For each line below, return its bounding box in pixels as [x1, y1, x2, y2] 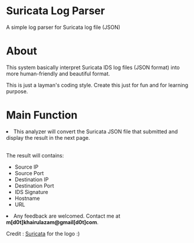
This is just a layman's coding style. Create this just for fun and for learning [6, 81, 189, 88]
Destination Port [14, 182, 54, 189]
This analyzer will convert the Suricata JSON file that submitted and [14, 128, 178, 135]
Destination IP [14, 176, 49, 183]
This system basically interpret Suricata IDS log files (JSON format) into [6, 64, 180, 71]
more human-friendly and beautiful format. [6, 70, 110, 77]
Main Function [6, 109, 78, 122]
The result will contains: [6, 152, 64, 159]
